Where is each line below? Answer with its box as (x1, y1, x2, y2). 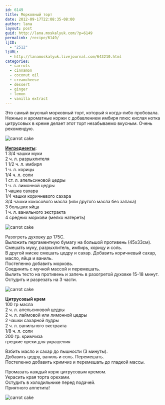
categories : (5, 59, 30, 64)
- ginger (9, 86, 28, 92)
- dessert (9, 82, 30, 87)
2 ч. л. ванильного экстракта (5, 323, 67, 329)
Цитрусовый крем (5, 296, 46, 302)
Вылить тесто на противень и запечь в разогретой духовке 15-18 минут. (5, 272, 159, 278)
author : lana (5, 21, 32, 27)
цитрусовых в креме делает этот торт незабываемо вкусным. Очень (5, 120, 152, 126)
